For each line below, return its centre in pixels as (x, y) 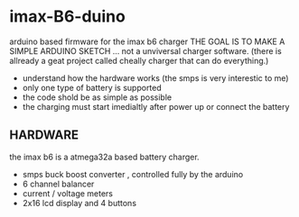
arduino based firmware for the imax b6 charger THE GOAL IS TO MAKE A (147, 41)
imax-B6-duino (68, 17)
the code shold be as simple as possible (97, 97)
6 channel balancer (58, 184)
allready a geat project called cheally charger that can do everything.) (139, 60)
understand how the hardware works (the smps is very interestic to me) (155, 77)
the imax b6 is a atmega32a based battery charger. (105, 157)
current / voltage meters (68, 193)
